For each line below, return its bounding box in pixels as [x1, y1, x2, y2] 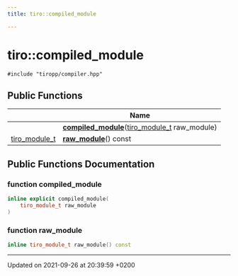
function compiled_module [7, 179, 103, 189]
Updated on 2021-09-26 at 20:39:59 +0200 [7, 260, 136, 269]
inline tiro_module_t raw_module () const [7, 241, 132, 248]
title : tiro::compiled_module [7, 10, 97, 18]
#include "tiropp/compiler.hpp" [7, 70, 103, 78]
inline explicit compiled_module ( [7, 195, 110, 202]
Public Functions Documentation [7, 158, 155, 170]
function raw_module [7, 225, 83, 235]
